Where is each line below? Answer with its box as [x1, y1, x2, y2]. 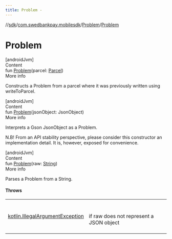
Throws [5, 187, 22, 193]
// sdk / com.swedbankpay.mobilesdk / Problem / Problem [5, 21, 119, 28]
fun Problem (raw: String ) [5, 160, 58, 166]
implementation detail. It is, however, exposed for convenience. [5, 139, 139, 146]
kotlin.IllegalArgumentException [8, 212, 84, 220]
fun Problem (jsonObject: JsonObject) [5, 108, 84, 115]
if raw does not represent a [89, 212, 154, 220]
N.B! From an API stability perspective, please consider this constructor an [5, 134, 162, 140]
